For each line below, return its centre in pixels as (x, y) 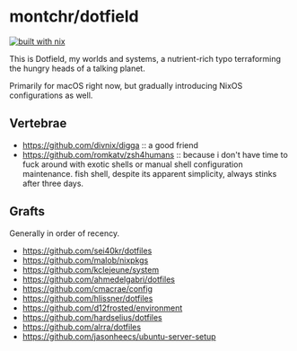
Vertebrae (38, 123)
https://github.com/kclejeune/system (91, 269)
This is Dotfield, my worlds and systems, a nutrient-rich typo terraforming (145, 58)
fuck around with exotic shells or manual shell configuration (133, 164)
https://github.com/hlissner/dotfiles (87, 298)
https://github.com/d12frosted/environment (102, 308)
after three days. (52, 183)
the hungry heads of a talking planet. (77, 68)
